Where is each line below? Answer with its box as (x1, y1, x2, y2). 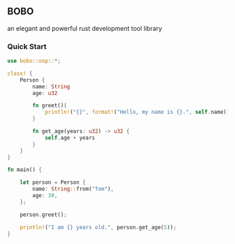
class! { (7, 70, 33, 77)
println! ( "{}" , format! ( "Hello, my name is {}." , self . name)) (44, 108, 230, 116)
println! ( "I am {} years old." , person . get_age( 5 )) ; (20, 224, 177, 231)
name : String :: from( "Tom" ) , (32, 185, 114, 193)
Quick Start (7, 41, 47, 51)
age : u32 (32, 89, 58, 96)
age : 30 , (32, 192, 58, 199)
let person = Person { (20, 179, 86, 186)
